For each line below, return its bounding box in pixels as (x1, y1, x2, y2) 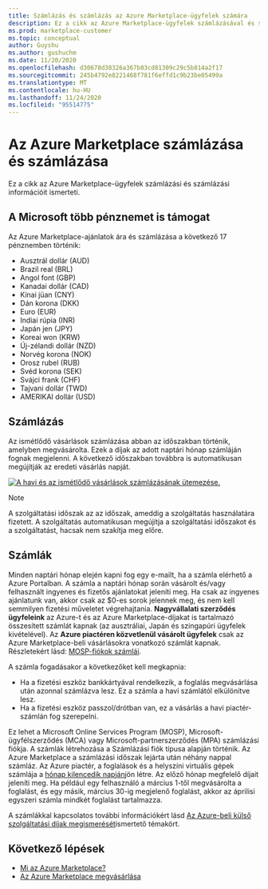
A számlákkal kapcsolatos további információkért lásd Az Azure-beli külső (8, 810, 251, 820)
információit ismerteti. (8, 187, 81, 197)
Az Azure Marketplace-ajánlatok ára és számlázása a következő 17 (8, 231, 227, 241)
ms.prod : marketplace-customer (8, 26, 112, 34)
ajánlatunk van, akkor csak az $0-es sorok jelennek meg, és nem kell (8, 595, 235, 605)
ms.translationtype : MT (8, 78, 88, 86)
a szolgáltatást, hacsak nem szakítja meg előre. (8, 525, 164, 535)
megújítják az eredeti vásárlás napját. (8, 462, 131, 471)
